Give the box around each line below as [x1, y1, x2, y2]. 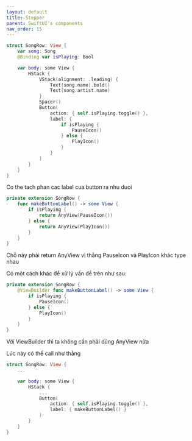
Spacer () [38, 99, 62, 105]
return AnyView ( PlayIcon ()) [38, 224, 111, 230]
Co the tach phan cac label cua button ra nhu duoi [6, 183, 132, 191]
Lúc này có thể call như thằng [6, 350, 81, 357]
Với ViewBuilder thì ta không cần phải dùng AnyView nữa [6, 338, 149, 345]
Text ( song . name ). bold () [49, 82, 111, 88]
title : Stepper [6, 15, 45, 21]
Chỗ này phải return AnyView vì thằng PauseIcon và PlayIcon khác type [6, 252, 187, 259]
